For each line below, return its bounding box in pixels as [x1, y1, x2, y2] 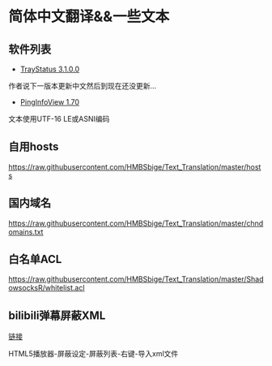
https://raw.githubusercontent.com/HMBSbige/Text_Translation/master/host [8, 161, 261, 171]
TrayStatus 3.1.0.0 [19, 64, 80, 74]
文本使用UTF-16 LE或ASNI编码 [8, 114, 110, 123]
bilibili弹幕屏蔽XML [8, 308, 106, 322]
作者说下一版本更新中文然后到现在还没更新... [8, 81, 157, 90]
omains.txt [8, 226, 44, 236]
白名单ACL [8, 252, 62, 266]
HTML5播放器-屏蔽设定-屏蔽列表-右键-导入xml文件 [8, 349, 179, 359]
